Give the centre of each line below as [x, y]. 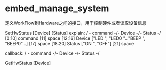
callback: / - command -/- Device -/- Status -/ [52, 53]
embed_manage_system [57, 9]
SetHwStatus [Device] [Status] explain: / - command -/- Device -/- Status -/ [83, 33]
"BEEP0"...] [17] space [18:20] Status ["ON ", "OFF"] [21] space [70, 43]
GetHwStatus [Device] [28, 63]
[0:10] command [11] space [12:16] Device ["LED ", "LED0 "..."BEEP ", [75, 38]
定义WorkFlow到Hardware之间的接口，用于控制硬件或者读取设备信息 [76, 23]
